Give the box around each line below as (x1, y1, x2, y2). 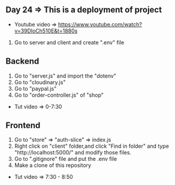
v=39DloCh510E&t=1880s (14, 27, 78, 34)
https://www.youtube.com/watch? (58, 20, 142, 28)
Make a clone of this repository (14, 162, 91, 169)
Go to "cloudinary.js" (14, 78, 66, 86)
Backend (5, 56, 40, 67)
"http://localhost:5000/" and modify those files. (14, 149, 132, 156)
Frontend (5, 120, 41, 131)
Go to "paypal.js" (14, 85, 57, 92)
